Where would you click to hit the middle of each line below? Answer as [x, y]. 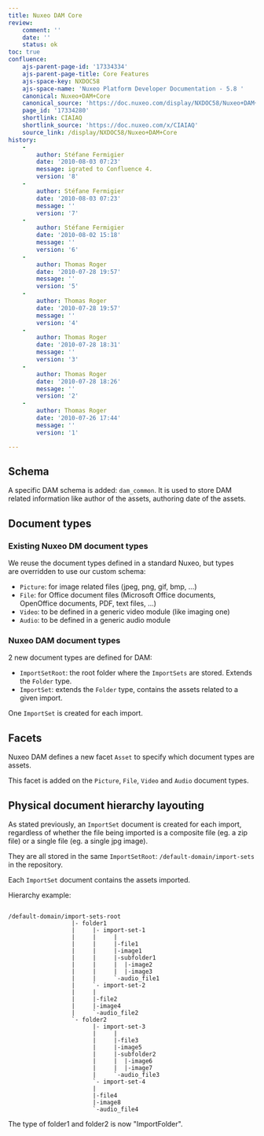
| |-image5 [117, 1047]
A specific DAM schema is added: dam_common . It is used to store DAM [120, 490]
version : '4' [58, 323]
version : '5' [58, 287]
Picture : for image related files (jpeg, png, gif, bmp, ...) [108, 587]
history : [22, 140]
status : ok [40, 45]
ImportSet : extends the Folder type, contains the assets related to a [128, 690]
